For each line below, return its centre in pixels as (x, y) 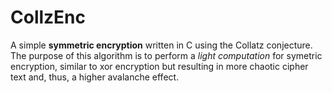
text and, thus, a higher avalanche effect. (95, 77)
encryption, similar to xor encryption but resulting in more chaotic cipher (159, 66)
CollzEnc (48, 17)
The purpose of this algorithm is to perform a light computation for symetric (166, 55)
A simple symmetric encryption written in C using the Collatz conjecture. (161, 45)
